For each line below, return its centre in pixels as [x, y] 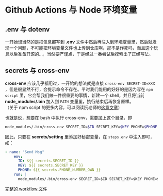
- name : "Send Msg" [25, 152]
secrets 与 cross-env [37, 71]
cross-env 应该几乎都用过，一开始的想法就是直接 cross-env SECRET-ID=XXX [80, 83]
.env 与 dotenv [27, 29]
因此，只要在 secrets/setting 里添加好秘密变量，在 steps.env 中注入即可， [80, 136]
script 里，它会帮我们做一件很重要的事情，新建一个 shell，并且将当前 [75, 95]
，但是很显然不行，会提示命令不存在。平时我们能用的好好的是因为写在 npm [79, 89]
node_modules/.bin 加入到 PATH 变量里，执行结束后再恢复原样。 [69, 101]
